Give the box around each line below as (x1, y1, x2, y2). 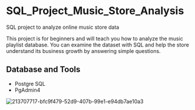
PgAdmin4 (14, 86, 41, 94)
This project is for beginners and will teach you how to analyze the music (6, 35, 184, 42)
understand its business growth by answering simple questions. (6, 47, 161, 54)
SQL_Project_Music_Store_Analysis (6, 4, 184, 18)
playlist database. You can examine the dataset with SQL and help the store (6, 41, 190, 48)
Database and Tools (6, 65, 81, 75)
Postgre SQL (14, 80, 46, 87)
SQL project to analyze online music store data (6, 24, 120, 31)
